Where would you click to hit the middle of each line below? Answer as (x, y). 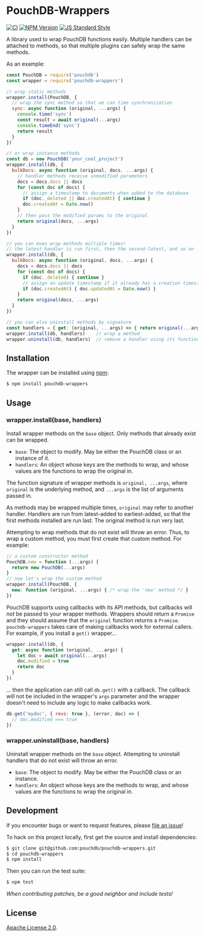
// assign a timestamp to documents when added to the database (105, 193)
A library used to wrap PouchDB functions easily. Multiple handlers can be (99, 39)
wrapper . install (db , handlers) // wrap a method (73, 334)
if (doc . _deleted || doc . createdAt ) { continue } (86, 199)
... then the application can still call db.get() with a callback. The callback (98, 690)
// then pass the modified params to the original (83, 216)
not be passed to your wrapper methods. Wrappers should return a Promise (100, 614)
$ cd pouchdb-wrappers (35, 854)
